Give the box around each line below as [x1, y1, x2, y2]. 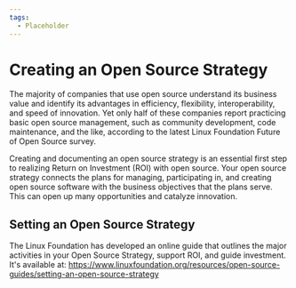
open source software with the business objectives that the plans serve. [9, 181, 273, 192]
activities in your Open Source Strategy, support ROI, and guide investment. [9, 250, 286, 260]
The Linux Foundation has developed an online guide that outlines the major [9, 241, 287, 252]
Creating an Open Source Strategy [9, 60, 268, 80]
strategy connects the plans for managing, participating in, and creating [9, 172, 272, 183]
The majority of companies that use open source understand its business [9, 89, 277, 100]
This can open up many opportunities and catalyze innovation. [9, 191, 238, 202]
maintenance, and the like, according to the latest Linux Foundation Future [9, 126, 281, 138]
